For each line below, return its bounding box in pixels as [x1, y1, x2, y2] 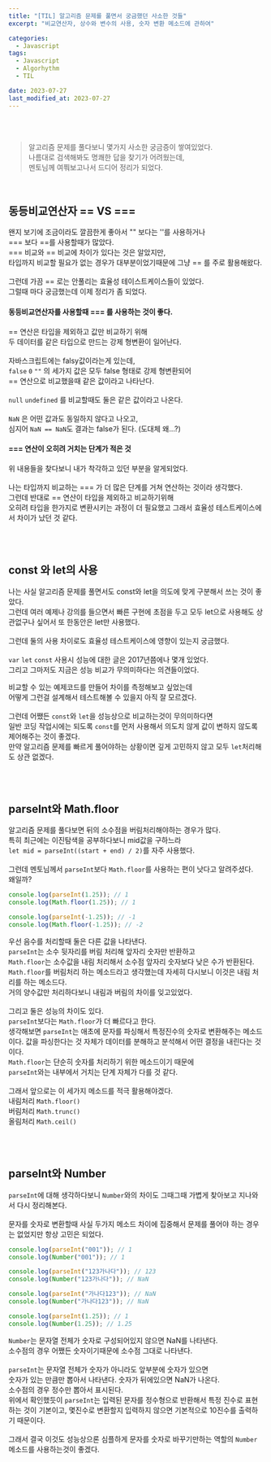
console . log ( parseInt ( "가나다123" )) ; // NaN [8, 1290, 157, 1298]
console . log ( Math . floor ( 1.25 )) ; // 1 [8, 898, 136, 907]
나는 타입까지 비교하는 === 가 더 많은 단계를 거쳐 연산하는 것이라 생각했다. [8, 482, 243, 492]
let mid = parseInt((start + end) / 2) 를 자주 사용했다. [8, 845, 195, 855]
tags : [8, 50, 27, 58]
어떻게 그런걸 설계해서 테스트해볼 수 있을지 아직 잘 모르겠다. [8, 692, 197, 702]
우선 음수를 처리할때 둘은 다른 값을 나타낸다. [8, 936, 148, 946]
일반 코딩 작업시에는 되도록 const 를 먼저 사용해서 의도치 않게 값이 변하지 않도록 [8, 721, 258, 731]
